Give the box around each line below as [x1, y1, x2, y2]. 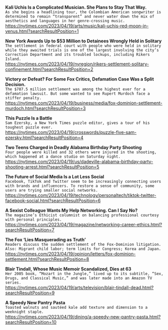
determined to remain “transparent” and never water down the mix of [5, 14, 155, 19]
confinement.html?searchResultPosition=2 [5, 67, 93, 72]
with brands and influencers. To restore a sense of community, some [5, 183, 155, 188]
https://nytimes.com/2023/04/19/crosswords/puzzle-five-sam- [5, 129, 137, 135]
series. [5, 280, 22, 285]
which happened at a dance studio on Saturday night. [5, 154, 121, 159]
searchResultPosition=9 [5, 290, 55, 296]
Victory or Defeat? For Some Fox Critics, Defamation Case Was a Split [5, 76, 154, 82]
